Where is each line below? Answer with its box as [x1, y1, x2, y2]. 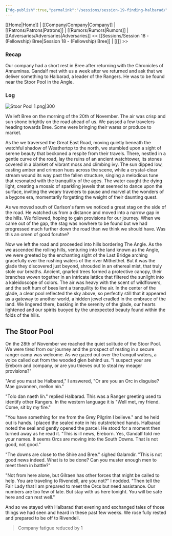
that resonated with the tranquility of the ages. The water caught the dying [5, 178, 163, 184]
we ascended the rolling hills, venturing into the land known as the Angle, [5, 247, 160, 253]
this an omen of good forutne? [5, 232, 69, 238]
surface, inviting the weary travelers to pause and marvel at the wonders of [5, 188, 164, 195]
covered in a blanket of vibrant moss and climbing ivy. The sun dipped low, [5, 161, 163, 167]
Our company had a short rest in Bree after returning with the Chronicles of [5, 62, 164, 68]
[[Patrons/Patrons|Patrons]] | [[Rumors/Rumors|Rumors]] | [5, 27, 129, 33]
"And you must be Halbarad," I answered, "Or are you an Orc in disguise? [5, 378, 160, 384]
